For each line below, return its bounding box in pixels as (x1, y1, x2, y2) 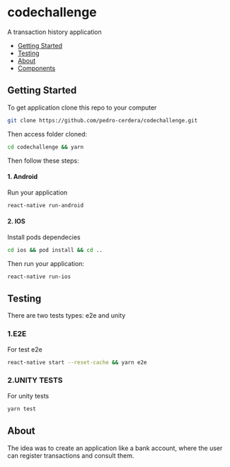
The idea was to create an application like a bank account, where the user (7, 444, 223, 452)
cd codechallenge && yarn (7, 143, 84, 151)
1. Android (7, 173, 38, 181)
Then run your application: (7, 259, 85, 267)
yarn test (7, 405, 37, 413)
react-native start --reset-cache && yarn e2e (7, 359, 147, 366)
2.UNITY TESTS (7, 376, 63, 386)
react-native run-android (7, 202, 84, 209)
